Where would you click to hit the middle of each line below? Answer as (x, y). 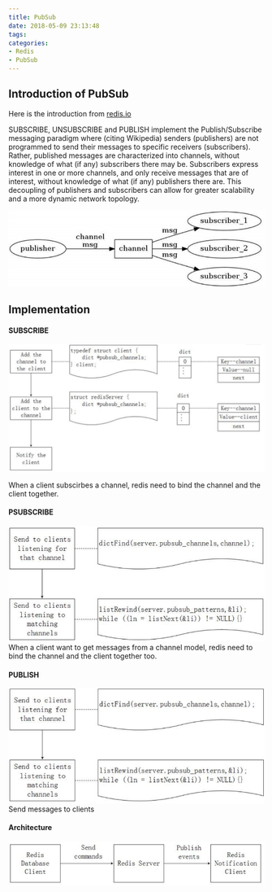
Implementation (50, 310)
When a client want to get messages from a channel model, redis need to (131, 648)
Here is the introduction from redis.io (70, 113)
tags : (17, 34)
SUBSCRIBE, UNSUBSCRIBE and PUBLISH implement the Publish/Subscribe (135, 129)
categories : (28, 43)
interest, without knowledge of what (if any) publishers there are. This (125, 181)
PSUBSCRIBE (31, 512)
